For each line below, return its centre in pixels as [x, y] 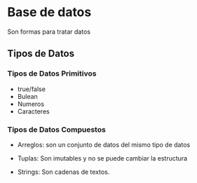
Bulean [28, 96]
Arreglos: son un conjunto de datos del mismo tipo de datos [104, 144]
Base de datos [49, 12]
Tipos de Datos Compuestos [57, 129]
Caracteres [34, 111]
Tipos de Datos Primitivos [52, 74]
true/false [31, 89]
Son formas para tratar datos [49, 32]
